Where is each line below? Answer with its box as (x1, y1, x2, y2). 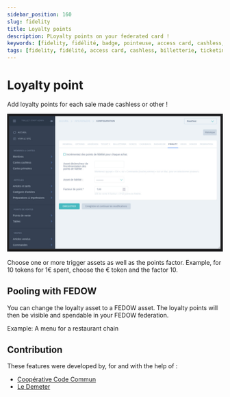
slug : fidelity (7, 18, 51, 25)
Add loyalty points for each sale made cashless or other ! (7, 100, 168, 108)
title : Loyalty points (7, 25, 72, 32)
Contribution (7, 344, 63, 356)
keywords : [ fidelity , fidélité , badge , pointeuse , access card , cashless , (7, 40, 225, 47)
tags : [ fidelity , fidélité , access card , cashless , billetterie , (7, 47, 197, 54)
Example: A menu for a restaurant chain (7, 324, 119, 332)
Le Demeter (16, 383, 51, 391)
